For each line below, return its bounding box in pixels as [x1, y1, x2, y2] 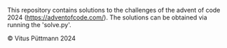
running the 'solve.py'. [7, 21, 71, 29]
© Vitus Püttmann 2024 [7, 34, 76, 42]
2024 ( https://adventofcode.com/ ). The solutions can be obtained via [7, 13, 208, 22]
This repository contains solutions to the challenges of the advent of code [7, 6, 221, 14]
